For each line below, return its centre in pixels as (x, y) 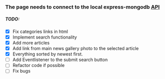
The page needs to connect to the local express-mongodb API (82, 7)
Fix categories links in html (40, 31)
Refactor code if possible (38, 65)
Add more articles (31, 43)
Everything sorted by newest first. (48, 54)
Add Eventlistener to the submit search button (60, 60)
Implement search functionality (45, 37)
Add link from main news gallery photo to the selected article (76, 48)
